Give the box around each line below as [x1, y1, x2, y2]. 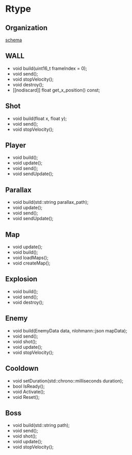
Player [5, 141, 27, 150]
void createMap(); [12, 260, 51, 266]
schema [5, 37, 22, 43]
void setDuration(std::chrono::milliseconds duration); [12, 377, 123, 384]
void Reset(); [12, 394, 40, 400]
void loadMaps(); [12, 255, 48, 261]
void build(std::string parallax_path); [12, 199, 89, 205]
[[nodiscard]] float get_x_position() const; [12, 87, 100, 93]
